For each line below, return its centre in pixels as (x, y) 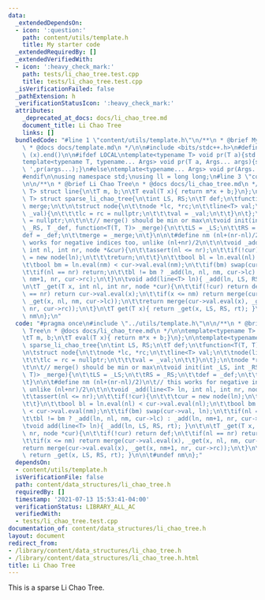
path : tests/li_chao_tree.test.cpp (81, 74)
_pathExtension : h (46, 96)
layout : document (37, 536)
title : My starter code (62, 45)
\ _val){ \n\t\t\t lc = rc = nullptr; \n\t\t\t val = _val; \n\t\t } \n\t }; (139, 214)
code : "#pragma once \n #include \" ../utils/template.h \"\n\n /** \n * (129, 323)
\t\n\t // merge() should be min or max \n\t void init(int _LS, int (134, 367)
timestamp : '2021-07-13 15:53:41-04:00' (82, 499)
